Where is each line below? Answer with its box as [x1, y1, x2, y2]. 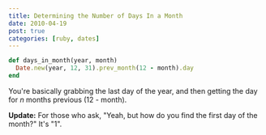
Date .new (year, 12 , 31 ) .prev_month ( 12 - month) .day [15, 64, 195, 73]
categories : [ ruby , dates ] [8, 34, 100, 43]
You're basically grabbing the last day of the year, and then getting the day [8, 86, 258, 95]
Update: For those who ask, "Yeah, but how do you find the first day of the [8, 110, 258, 120]
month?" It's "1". [8, 119, 62, 129]
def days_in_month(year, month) [8, 57, 118, 65]
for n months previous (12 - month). [8, 95, 127, 104]
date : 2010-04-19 [8, 19, 67, 27]
